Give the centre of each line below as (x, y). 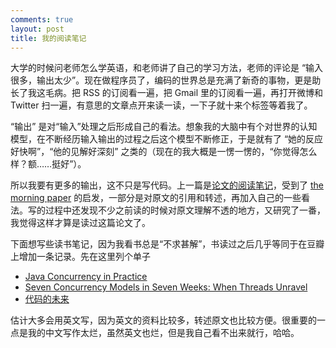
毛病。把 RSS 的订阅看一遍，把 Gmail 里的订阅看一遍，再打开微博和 (184, 93)
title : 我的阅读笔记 (48, 38)
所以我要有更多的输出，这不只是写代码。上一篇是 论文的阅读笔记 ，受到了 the (167, 185)
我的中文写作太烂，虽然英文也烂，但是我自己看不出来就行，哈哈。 (163, 333)
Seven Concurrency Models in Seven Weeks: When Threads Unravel (166, 287)
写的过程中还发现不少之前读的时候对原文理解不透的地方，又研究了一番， (176, 210)
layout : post (37, 29)
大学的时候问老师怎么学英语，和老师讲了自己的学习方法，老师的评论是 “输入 (167, 68)
